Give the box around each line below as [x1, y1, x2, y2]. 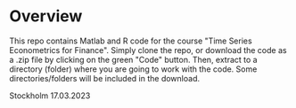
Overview [9, 6, 83, 27]
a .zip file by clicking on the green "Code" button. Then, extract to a [9, 54, 258, 65]
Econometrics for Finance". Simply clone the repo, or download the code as [9, 44, 287, 55]
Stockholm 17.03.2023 [9, 90, 91, 101]
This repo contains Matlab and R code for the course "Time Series [9, 35, 252, 46]
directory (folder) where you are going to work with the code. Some [9, 64, 258, 74]
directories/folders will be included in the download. [9, 73, 201, 83]
